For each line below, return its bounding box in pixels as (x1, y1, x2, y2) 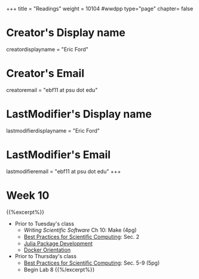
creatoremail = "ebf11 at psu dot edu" (6, 86, 98, 93)
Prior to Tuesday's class (14, 220, 75, 227)
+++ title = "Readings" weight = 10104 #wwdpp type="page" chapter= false (6, 5, 194, 12)
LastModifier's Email (6, 148, 111, 161)
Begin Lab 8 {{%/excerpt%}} (23, 266, 95, 273)
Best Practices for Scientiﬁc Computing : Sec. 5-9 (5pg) (23, 259, 160, 266)
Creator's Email (6, 67, 85, 80)
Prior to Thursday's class (14, 252, 76, 259)
